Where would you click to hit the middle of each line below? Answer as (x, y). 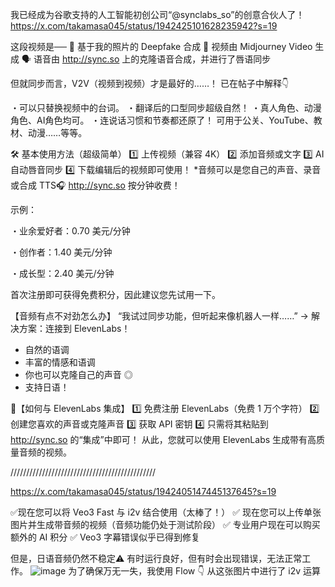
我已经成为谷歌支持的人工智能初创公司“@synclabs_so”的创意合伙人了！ (157, 14)
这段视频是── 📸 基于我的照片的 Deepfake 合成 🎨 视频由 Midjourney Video (161, 46)
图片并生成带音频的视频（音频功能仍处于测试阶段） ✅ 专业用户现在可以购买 (165, 524)
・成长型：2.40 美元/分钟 (62, 273)
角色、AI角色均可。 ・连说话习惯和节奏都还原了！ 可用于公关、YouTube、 (162, 120)
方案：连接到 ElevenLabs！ (74, 328)
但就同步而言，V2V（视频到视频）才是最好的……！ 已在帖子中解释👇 (150, 83)
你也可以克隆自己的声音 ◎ (78, 374)
